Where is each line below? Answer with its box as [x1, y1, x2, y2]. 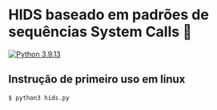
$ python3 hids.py [8, 94, 70, 102]
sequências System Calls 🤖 [8, 22, 192, 41]
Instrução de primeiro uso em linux [8, 72, 186, 86]
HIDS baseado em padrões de [8, 6, 210, 24]
